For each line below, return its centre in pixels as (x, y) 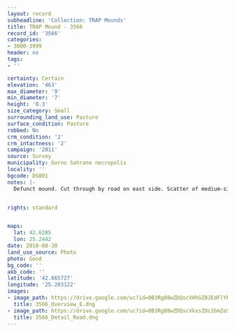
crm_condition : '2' (36, 137)
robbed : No (23, 130)
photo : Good (24, 259)
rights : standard (33, 208)
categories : (24, 40)
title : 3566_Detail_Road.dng (56, 317)
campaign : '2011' (33, 150)
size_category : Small (39, 111)
